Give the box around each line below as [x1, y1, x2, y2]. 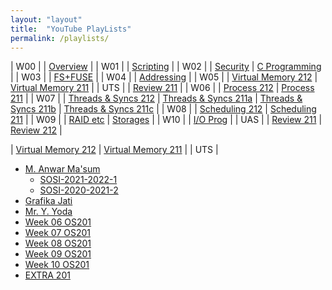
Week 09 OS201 [24, 248, 92, 260]
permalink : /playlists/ [10, 33, 110, 43]
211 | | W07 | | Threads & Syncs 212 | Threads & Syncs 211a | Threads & [10, 92, 303, 105]
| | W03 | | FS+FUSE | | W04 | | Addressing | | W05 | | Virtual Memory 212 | [10, 71, 318, 83]
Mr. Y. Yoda [24, 206, 73, 218]
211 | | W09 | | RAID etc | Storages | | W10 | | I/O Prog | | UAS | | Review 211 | [10, 114, 323, 126]
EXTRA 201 [24, 269, 71, 281]
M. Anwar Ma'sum [24, 163, 101, 175]
